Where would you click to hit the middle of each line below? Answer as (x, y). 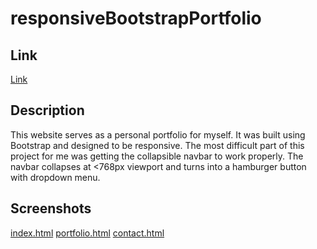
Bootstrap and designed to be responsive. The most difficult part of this (157, 145)
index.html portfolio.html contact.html (87, 233)
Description (47, 110)
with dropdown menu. (55, 177)
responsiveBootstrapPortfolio (136, 18)
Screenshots (51, 208)
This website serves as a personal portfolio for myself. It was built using (158, 134)
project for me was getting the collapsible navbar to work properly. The (157, 156)
